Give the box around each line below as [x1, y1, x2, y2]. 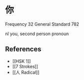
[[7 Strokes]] [12, 63, 38, 69]
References [5, 45, 42, 53]
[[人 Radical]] [12, 69, 40, 75]
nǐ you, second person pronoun [5, 31, 69, 37]
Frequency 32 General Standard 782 [5, 21, 80, 27]
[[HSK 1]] [12, 58, 31, 64]
